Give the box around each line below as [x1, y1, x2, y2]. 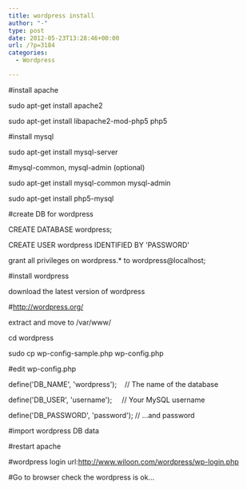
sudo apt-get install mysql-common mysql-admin [8, 177, 171, 188]
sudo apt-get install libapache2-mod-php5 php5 [8, 116, 168, 125]
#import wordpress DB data [8, 425, 100, 436]
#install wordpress [8, 271, 70, 281]
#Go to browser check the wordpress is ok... [8, 472, 154, 482]
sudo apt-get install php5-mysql [8, 193, 114, 203]
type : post [8, 26, 45, 34]
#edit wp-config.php [8, 364, 77, 373]
